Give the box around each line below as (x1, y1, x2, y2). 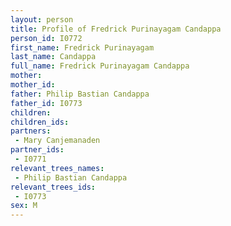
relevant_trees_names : (10, 163, 105, 173)
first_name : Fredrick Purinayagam (10, 42, 155, 53)
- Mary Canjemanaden (14, 136, 101, 146)
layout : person (10, 14, 74, 25)
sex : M (10, 201, 38, 211)
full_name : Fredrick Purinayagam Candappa (10, 61, 190, 71)
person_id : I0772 (10, 33, 83, 43)
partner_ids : (10, 145, 65, 155)
